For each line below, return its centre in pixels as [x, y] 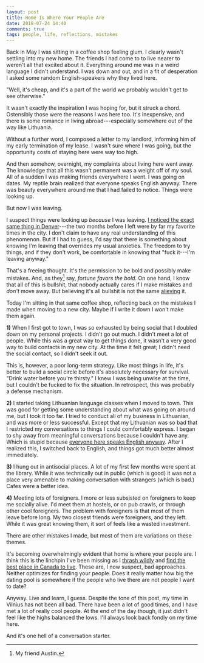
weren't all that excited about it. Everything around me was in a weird [93, 65]
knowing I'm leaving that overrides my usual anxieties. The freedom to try [98, 246]
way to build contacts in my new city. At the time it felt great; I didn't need [98, 347]
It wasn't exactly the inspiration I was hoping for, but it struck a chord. [93, 108]
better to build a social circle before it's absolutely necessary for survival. [98, 372]
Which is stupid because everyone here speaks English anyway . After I [95, 442]
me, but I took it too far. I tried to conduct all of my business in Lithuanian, [98, 416]
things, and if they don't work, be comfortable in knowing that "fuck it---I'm [101, 252]
